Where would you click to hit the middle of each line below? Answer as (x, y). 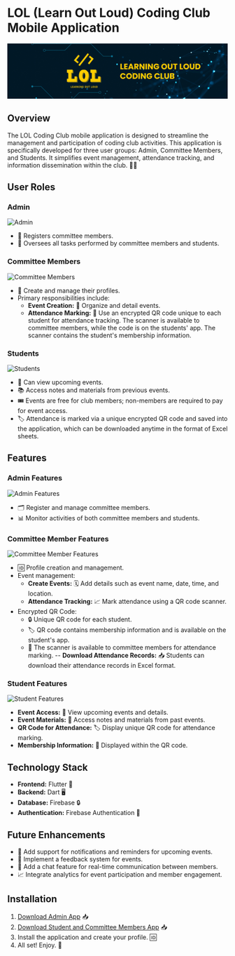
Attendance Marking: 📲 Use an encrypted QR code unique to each (124, 313)
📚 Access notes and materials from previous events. (93, 390)
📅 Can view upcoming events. (60, 382)
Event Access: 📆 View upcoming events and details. (93, 713)
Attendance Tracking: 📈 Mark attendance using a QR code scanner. (127, 602)
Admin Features (35, 478)
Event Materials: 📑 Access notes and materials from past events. (111, 720)
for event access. (42, 411)
